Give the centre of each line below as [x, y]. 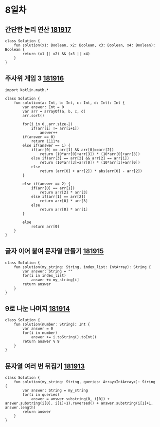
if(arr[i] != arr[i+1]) [55, 128]
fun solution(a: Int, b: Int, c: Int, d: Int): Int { [69, 103]
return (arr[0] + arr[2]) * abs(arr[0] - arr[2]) [91, 171]
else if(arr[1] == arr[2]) [58, 196]
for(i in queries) [41, 395]
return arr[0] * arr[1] [64, 209]
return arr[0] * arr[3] [64, 201]
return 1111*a [45, 141]
